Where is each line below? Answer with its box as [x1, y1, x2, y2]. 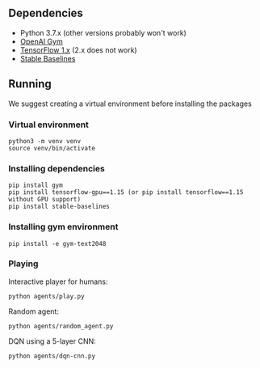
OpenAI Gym [19, 36, 63, 46]
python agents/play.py [8, 292, 85, 300]
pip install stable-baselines [8, 202, 111, 211]
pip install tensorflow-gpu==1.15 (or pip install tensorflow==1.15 [8, 188, 244, 197]
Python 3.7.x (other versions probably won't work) [19, 27, 187, 37]
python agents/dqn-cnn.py [8, 352, 95, 360]
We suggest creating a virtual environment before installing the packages [8, 99, 252, 108]
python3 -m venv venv [8, 137, 82, 145]
